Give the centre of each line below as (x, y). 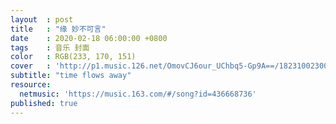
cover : (31, 66)
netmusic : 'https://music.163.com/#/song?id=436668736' (138, 94)
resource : (31, 85)
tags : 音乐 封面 (50, 47)
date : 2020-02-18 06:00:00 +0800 (89, 38)
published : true (44, 103)
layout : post (42, 19)
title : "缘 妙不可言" (58, 29)
